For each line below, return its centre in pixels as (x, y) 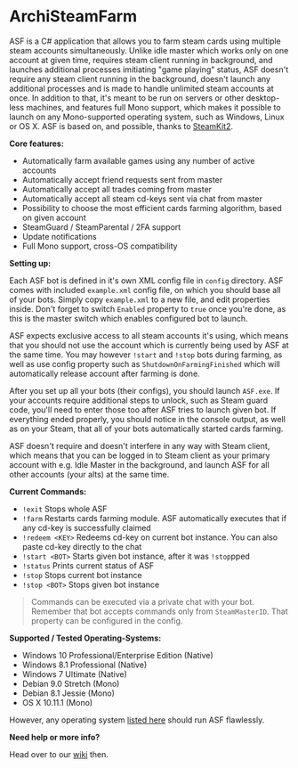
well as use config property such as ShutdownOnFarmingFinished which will (145, 364)
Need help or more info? (55, 737)
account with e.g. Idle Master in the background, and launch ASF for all (139, 464)
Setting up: (30, 263)
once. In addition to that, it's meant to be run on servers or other (127, 98)
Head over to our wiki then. (59, 754)
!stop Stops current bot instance (82, 575)
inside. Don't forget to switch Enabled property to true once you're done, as (148, 308)
